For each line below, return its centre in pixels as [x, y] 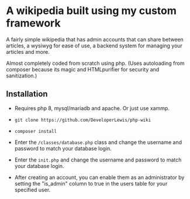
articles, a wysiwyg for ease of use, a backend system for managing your [94, 46]
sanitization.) [22, 76]
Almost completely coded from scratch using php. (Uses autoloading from [95, 63]
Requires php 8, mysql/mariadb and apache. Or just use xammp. [92, 108]
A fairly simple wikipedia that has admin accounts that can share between [95, 39]
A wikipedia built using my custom [91, 11]
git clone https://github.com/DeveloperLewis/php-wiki [83, 120]
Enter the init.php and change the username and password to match [98, 160]
